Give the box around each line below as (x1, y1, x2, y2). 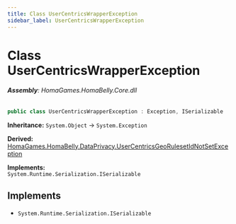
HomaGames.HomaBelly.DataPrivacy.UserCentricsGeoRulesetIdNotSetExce (7, 142, 229, 151)
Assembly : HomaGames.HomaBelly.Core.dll (7, 86, 137, 95)
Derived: (7, 134, 33, 143)
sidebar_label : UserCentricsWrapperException (7, 17, 144, 24)
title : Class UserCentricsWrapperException (7, 10, 138, 18)
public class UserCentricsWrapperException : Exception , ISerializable (7, 107, 223, 115)
